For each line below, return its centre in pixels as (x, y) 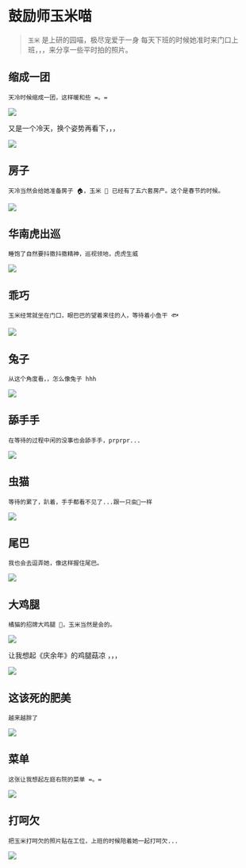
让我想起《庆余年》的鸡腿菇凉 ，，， (65, 655)
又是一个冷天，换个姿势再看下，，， (64, 128)
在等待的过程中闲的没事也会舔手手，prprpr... (75, 440)
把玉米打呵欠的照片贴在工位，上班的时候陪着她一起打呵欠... (93, 841)
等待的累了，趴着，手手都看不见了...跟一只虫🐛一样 (81, 502)
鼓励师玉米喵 (50, 16)
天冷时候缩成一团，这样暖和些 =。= (58, 97)
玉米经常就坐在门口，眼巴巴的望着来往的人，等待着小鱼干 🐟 (93, 316)
